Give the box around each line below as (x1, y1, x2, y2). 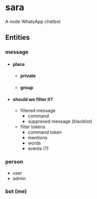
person (5, 158, 24, 165)
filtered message (20, 108, 56, 114)
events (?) (27, 145, 49, 152)
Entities (5, 33, 30, 42)
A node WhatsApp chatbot (5, 18, 61, 24)
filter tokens (20, 124, 46, 130)
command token (27, 129, 62, 135)
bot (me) (5, 188, 27, 195)
